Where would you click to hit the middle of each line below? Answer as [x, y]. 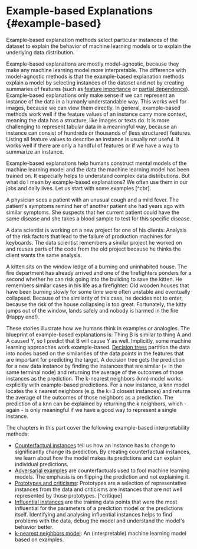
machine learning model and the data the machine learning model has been [98, 169]
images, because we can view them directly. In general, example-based [93, 108]
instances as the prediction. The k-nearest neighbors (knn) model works [94, 378]
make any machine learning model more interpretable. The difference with [96, 70]
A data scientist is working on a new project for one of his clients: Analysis [96, 230]
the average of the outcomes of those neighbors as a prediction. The [90, 397]
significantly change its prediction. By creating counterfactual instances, [103, 451]
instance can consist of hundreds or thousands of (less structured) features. [99, 133]
